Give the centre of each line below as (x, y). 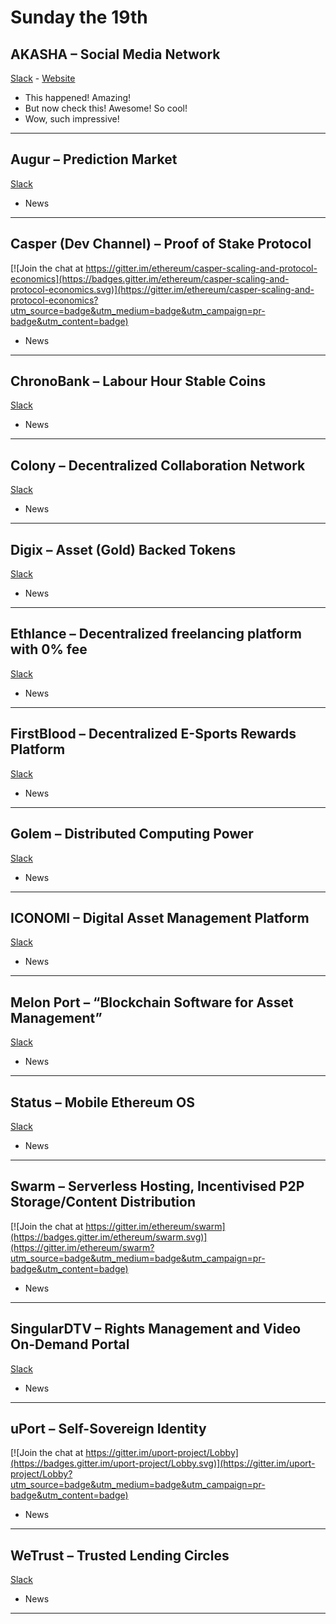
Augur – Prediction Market (94, 159)
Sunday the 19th (79, 17)
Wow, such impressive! (72, 119)
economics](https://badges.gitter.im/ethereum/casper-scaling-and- (150, 278)
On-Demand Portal (70, 1344)
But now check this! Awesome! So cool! (106, 108)
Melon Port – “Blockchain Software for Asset (152, 1002)
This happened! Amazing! (78, 97)
